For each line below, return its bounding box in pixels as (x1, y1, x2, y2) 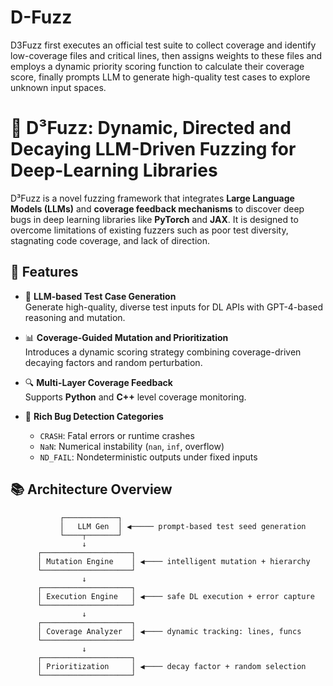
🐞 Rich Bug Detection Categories (24, 410, 164, 422)
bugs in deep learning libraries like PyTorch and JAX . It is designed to (10, 213, 299, 225)
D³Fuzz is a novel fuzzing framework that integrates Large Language (10, 192, 295, 204)
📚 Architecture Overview (10, 481, 173, 498)
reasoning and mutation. (24, 311, 126, 323)
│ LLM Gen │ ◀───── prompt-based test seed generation (59, 521, 307, 531)
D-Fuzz (10, 6, 73, 29)
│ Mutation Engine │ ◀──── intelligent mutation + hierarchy (36, 556, 311, 566)
